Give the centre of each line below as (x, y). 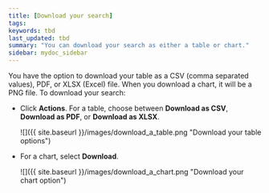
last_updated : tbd (39, 38)
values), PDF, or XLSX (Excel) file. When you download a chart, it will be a (130, 84)
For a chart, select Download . (69, 156)
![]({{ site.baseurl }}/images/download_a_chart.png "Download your (132, 172)
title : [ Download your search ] (61, 16)
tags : (17, 23)
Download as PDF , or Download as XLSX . (90, 117)
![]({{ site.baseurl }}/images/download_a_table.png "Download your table (141, 132)
